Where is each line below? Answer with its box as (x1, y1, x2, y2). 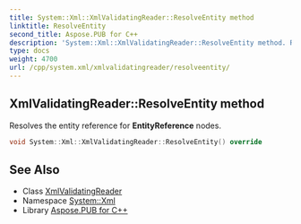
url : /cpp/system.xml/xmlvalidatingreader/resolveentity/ (9, 64, 230, 73)
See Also (9, 162, 60, 177)
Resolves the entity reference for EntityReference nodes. (9, 120, 222, 131)
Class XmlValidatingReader (21, 185, 123, 197)
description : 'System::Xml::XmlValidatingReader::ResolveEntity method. (9, 38, 287, 47)
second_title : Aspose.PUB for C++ (9, 30, 139, 39)
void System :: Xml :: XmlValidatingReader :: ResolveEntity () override (9, 137, 262, 146)
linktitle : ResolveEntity (9, 22, 106, 30)
